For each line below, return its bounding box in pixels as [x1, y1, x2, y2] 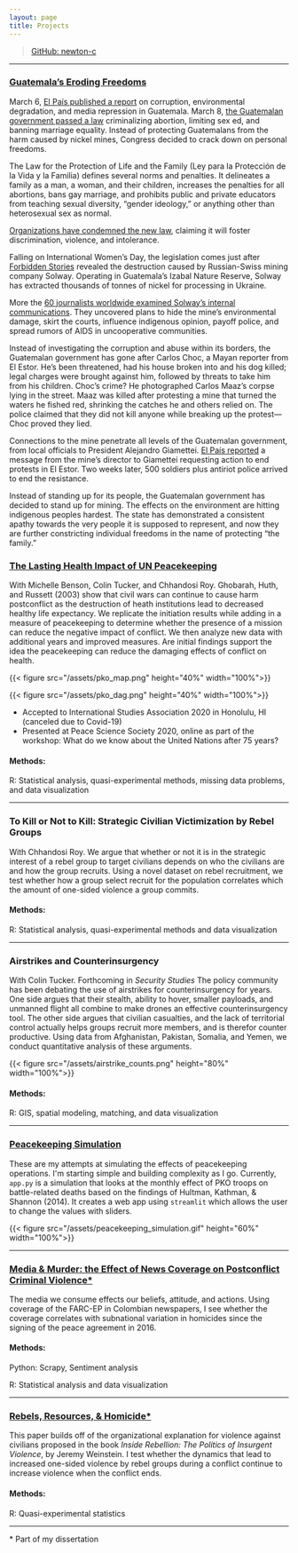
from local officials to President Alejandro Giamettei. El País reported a [9, 445, 266, 456]
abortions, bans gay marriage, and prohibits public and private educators [9, 188, 277, 200]
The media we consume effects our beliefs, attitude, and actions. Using [9, 1294, 271, 1304]
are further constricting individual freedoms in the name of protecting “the [9, 527, 280, 538]
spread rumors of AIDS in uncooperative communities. [9, 325, 208, 336]
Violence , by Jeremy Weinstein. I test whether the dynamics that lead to [9, 1449, 272, 1460]
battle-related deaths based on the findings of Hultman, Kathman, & [9, 1186, 257, 1197]
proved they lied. [30, 418, 92, 429]
